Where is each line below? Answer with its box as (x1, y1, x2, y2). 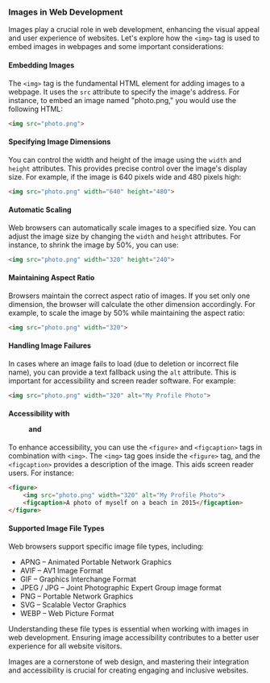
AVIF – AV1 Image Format (19, 565, 103, 575)
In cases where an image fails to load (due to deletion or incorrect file (8, 358, 239, 368)
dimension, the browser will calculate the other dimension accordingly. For (8, 299, 255, 308)
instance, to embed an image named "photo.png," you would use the (8, 95, 236, 105)
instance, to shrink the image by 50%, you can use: (8, 240, 179, 250)
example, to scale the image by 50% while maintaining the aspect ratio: (8, 308, 246, 317)
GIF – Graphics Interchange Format (19, 574, 137, 584)
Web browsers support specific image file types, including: (8, 541, 204, 551)
